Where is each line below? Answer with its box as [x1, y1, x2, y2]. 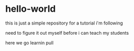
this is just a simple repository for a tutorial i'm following [5, 20, 123, 26]
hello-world [5, 3, 56, 15]
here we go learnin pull [5, 39, 54, 46]
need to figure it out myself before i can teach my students [5, 30, 129, 36]
